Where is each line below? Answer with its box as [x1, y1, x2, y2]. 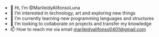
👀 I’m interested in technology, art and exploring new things [10, 10, 135, 16]
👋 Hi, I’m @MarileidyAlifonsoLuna [10, 5, 80, 10]
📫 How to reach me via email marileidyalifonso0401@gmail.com [10, 26, 146, 32]
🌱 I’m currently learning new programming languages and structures [10, 15, 154, 21]
